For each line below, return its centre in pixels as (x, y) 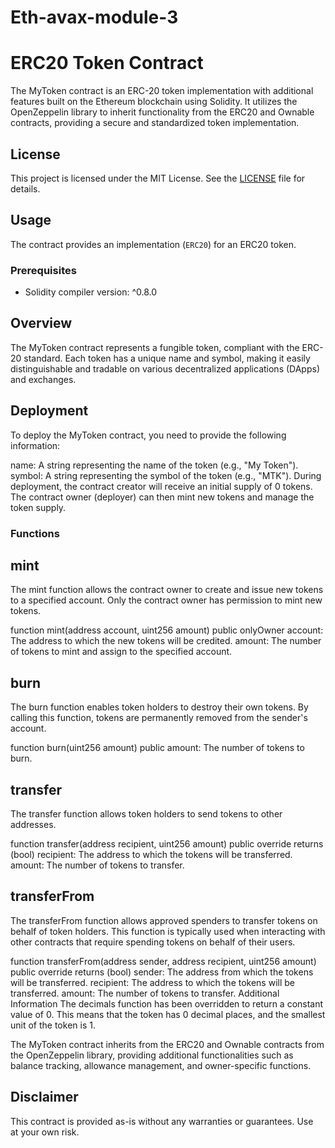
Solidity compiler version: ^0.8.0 (91, 292)
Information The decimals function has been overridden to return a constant (167, 1003)
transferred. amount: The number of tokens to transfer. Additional (145, 993)
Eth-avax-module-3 (94, 17)
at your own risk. (45, 1132)
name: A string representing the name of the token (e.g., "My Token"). (154, 465)
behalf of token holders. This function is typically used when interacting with (168, 931)
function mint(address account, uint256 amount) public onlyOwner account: (167, 630)
